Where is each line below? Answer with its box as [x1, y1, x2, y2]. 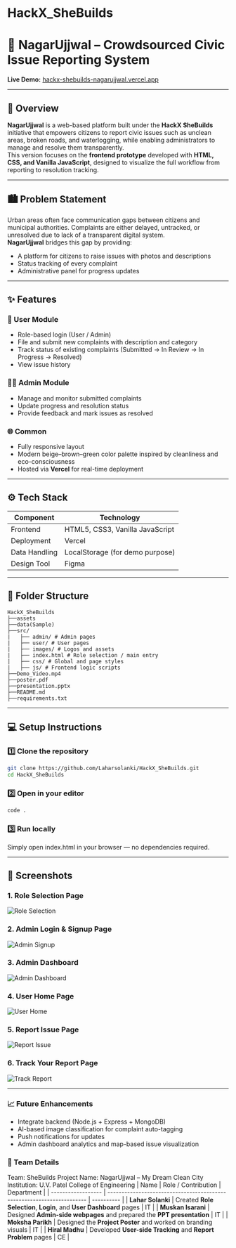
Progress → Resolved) [17, 353, 82, 361]
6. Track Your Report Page [7, 1058, 98, 1068]
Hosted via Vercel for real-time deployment [17, 465, 144, 474]
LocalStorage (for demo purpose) [64, 547, 176, 557]
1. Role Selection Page [7, 890, 84, 900]
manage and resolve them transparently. [7, 143, 124, 152]
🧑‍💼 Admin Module [7, 378, 70, 388]
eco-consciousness [17, 457, 75, 466]
